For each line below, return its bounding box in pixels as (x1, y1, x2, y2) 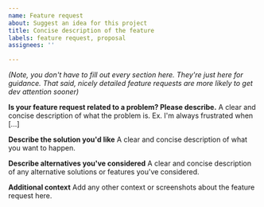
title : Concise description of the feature (8, 26, 155, 34)
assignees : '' (8, 41, 56, 49)
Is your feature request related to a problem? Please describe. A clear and (8, 103, 256, 112)
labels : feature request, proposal (8, 33, 126, 42)
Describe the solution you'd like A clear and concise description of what (8, 135, 248, 144)
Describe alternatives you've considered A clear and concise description (8, 158, 252, 168)
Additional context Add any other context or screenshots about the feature (8, 182, 255, 192)
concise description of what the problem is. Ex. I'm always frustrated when (8, 111, 254, 120)
